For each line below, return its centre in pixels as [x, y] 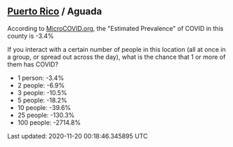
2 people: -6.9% [41, 85]
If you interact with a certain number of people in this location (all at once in [116, 49]
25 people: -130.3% [46, 115]
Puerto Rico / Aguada [55, 12]
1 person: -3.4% [41, 78]
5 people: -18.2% [42, 100]
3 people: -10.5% [42, 92]
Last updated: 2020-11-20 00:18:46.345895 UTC [78, 136]
